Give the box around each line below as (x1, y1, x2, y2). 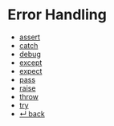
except (18, 58, 43, 67)
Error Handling (7, 6, 108, 24)
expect (18, 66, 43, 75)
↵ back (18, 108, 45, 118)
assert (18, 32, 41, 42)
